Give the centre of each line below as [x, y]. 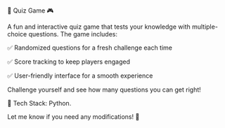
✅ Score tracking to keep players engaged [69, 62]
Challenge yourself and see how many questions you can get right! [104, 90]
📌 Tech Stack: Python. [39, 103]
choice [17, 34]
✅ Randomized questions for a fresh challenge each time [90, 48]
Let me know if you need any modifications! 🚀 [73, 117]
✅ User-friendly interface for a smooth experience [80, 76]
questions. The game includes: [73, 34]
